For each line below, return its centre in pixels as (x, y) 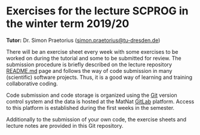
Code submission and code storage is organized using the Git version (92, 95)
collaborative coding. (32, 83)
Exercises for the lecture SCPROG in (97, 11)
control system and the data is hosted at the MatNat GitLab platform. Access (100, 101)
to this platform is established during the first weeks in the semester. (90, 108)
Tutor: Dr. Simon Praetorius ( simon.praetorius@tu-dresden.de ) (83, 40)
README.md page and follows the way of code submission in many (89, 70)
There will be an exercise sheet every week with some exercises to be (92, 51)
